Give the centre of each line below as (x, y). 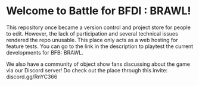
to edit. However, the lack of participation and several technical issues (92, 33)
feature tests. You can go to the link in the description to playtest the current (100, 46)
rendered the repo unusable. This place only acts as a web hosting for (92, 40)
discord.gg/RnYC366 (32, 77)
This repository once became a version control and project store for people (98, 27)
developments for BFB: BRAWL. (45, 52)
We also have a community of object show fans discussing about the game (98, 64)
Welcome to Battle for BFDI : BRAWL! (99, 11)
